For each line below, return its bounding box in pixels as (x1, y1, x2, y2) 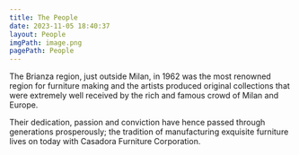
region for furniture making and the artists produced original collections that (9, 81, 290, 91)
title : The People (9, 13, 78, 22)
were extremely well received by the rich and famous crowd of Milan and (9, 90, 279, 101)
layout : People (9, 30, 66, 39)
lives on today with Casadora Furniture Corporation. (9, 136, 201, 147)
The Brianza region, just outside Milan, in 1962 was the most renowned (9, 71, 271, 82)
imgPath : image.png (9, 38, 83, 47)
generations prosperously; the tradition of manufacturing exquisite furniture (9, 126, 289, 137)
